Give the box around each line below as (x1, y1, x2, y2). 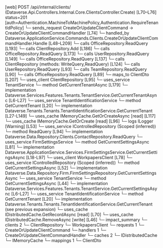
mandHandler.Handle (5, 41, 48, 46)
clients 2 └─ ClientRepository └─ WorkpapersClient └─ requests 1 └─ (5, 222, 145, 227)
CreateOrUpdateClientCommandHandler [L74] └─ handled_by (5, 30, 129, 36)
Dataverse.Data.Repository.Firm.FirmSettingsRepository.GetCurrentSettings (5, 170, 157, 176)
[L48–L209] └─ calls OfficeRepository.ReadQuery (48, 41, 148, 46)
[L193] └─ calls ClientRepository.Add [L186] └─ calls (5, 46, 110, 51)
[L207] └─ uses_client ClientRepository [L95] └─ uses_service (5, 77, 130, 83)
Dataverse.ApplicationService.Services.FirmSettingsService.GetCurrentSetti (5, 149, 158, 155)
